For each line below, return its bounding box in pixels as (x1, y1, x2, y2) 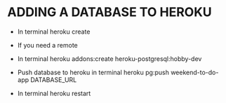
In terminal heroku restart (17, 89, 91, 97)
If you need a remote (17, 41, 79, 49)
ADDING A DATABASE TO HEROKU (7, 4, 212, 20)
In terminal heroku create (17, 27, 91, 36)
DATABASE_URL (30, 75, 77, 84)
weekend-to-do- (171, 68, 219, 76)
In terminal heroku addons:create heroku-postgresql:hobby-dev (17, 54, 202, 63)
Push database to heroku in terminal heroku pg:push (17, 68, 170, 76)
